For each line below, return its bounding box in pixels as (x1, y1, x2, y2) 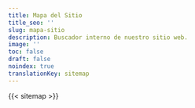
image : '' (8, 41, 41, 49)
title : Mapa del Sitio (8, 11, 83, 20)
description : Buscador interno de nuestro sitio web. (8, 33, 189, 41)
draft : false (8, 56, 51, 63)
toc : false (8, 48, 44, 56)
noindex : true (8, 63, 55, 70)
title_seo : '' (8, 19, 55, 27)
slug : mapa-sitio (8, 26, 65, 34)
